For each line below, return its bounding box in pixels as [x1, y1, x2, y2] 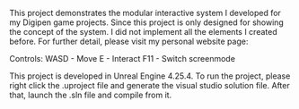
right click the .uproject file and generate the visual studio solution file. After [9, 80, 290, 90]
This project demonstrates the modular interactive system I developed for [9, 8, 281, 18]
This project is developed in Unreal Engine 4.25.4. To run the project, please [9, 71, 291, 81]
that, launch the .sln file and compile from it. [9, 89, 172, 100]
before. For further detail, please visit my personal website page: [9, 36, 249, 46]
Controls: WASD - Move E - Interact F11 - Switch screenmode [9, 54, 236, 63]
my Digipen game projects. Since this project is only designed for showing [9, 17, 285, 28]
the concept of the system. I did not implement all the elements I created [9, 27, 277, 37]
